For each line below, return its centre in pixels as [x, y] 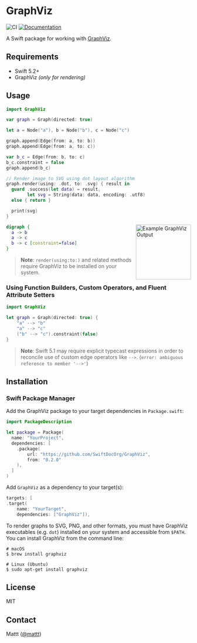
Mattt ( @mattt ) [24, 634]
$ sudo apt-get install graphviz [47, 569]
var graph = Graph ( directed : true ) [50, 120]
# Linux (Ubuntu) [27, 564]
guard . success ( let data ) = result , [56, 189]
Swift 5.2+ [27, 71]
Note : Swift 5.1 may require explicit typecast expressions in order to [102, 351]
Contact [21, 620]
